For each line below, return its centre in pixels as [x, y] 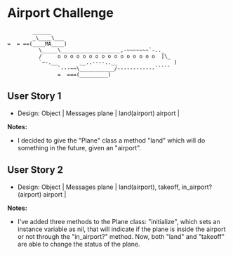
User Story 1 [34, 96]
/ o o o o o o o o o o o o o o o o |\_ [105, 56]
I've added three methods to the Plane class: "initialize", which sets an [119, 221]
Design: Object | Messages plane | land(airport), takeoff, [99, 187]
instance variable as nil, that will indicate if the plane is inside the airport [121, 229]
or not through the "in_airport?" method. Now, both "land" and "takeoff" [121, 236]
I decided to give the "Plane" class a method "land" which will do [111, 140]
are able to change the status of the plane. [79, 244]
